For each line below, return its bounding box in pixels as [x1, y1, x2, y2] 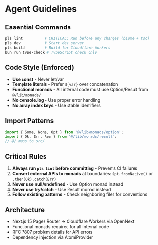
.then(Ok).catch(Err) [12, 177, 56, 182]
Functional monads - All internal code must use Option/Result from [12, 87, 148, 93]
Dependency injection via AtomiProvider [12, 234, 93, 240]
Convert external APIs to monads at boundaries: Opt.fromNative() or [12, 170, 153, 176]
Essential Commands [5, 23, 71, 31]
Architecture [5, 205, 45, 214]
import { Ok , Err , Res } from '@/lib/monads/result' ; [5, 134, 117, 139]
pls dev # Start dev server [5, 40, 84, 45]
